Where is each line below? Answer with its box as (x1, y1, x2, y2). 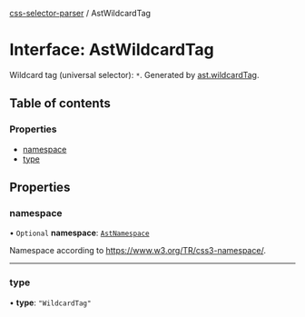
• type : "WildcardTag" (9, 297, 92, 308)
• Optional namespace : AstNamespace (9, 227, 150, 239)
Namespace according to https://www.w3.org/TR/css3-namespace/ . (9, 245, 266, 256)
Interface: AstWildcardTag (9, 40, 215, 60)
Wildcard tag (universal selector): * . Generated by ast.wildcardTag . (9, 69, 261, 80)
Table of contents (9, 95, 111, 112)
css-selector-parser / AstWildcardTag (9, 8, 152, 18)
